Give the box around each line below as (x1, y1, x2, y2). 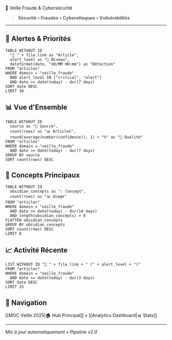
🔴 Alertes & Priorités (5, 34, 71, 43)
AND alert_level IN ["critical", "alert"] (10, 75, 102, 80)
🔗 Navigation (5, 298, 47, 307)
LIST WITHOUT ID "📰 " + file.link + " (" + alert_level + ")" (5, 262, 141, 267)
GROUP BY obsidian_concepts (5, 222, 66, 228)
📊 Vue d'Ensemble (5, 103, 68, 112)
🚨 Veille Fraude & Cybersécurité (5, 5, 73, 11)
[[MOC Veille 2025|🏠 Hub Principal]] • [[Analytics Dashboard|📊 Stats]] (5, 312, 157, 318)
